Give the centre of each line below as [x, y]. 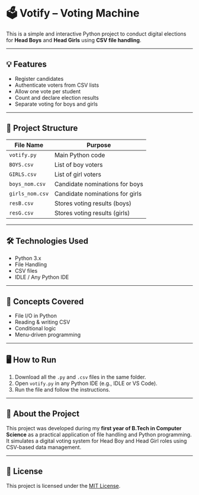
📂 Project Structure [42, 128]
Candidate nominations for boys [99, 184]
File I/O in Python [36, 316]
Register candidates [39, 78]
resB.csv [21, 203]
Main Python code [80, 155]
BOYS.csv [21, 165]
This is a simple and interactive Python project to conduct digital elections [96, 34]
